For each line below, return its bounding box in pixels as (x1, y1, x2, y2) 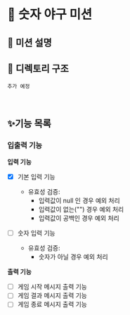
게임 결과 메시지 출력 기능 (17, 291, 88, 300)
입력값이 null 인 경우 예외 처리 (38, 196, 121, 205)
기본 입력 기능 (17, 173, 56, 181)
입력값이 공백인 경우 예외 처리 (38, 214, 119, 222)
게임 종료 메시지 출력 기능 (17, 300, 88, 309)
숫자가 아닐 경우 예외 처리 (38, 252, 108, 261)
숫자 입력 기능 (17, 229, 56, 238)
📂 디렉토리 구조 (7, 63, 69, 75)
